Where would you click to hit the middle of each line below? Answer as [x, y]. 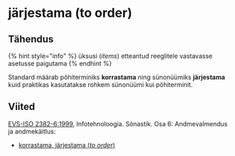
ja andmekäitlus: [32, 131]
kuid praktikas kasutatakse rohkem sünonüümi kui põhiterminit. [100, 85]
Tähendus [31, 39]
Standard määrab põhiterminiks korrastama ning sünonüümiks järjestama [117, 77]
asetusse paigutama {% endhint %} [60, 64]
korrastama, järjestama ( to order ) [67, 145]
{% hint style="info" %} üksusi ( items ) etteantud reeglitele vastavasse [110, 56]
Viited [22, 107]
